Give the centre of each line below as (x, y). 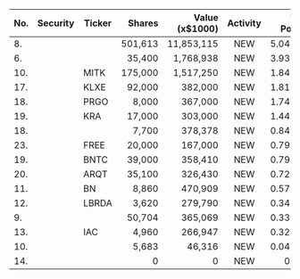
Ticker (98, 23)
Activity (244, 23)
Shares (143, 23)
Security (56, 23)
